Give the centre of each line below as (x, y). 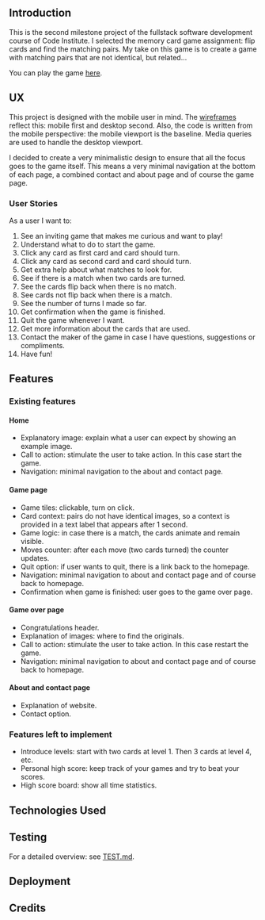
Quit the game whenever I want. (72, 320)
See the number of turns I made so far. (83, 303)
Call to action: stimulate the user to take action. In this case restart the (134, 644)
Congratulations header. (60, 627)
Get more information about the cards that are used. (105, 328)
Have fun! (36, 354)
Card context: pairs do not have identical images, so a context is (125, 516)
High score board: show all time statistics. (89, 785)
